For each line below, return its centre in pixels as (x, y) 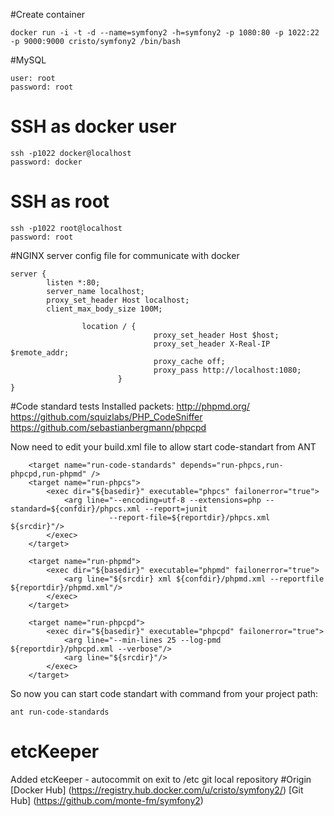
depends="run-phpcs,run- (232, 465)
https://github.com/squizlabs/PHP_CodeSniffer (106, 416)
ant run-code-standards (60, 712)
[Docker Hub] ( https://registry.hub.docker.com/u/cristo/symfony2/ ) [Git (157, 790)
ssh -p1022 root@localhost (66, 228)
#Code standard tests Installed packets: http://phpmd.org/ (130, 406)
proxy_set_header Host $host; (216, 335)
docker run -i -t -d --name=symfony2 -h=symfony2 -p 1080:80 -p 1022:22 (165, 33)
